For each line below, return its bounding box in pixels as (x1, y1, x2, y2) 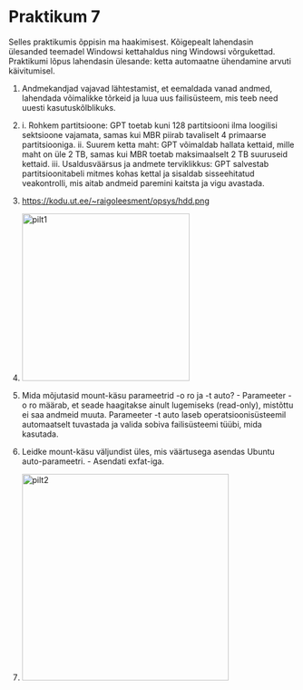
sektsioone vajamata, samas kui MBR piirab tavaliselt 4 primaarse (21, 129, 267, 140)
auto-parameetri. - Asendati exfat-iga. (21, 456, 165, 467)
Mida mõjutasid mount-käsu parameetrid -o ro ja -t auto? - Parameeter (21, 389, 287, 400)
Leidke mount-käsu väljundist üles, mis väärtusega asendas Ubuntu (21, 446, 276, 457)
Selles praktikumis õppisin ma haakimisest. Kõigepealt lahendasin (8, 36, 254, 47)
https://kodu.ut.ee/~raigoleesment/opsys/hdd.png (21, 195, 210, 206)
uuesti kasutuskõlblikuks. (21, 102, 116, 113)
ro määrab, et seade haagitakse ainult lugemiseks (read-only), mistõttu (29, 399, 294, 410)
